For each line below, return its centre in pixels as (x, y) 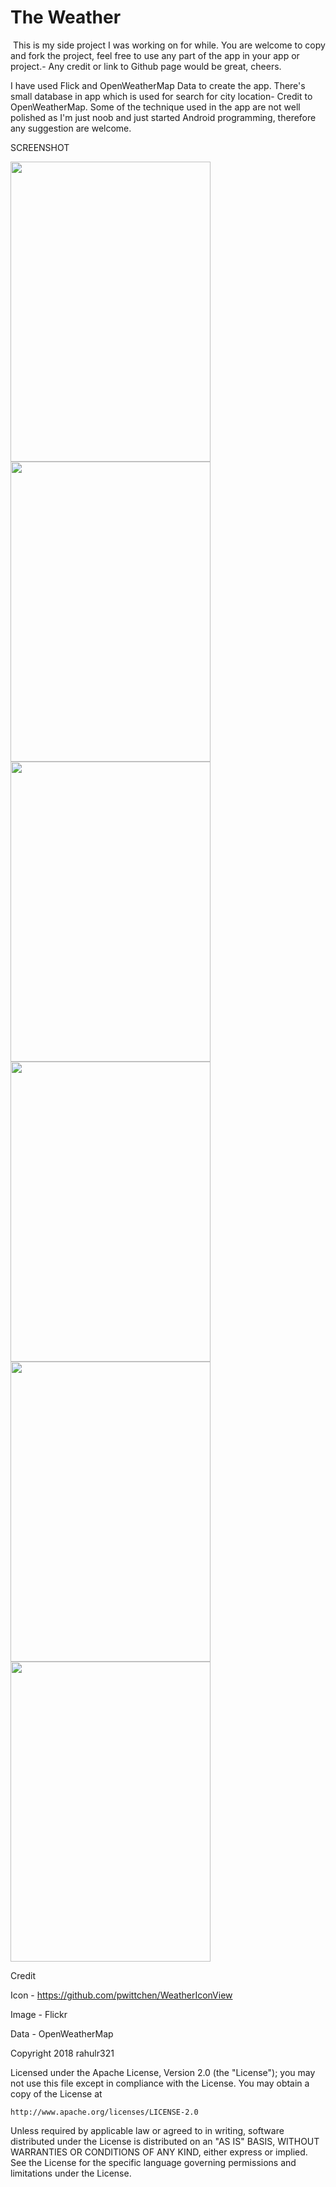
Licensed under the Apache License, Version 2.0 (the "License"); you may (163, 2072)
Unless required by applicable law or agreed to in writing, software (147, 2130)
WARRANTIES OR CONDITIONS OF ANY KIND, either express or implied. (159, 2152)
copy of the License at (56, 2093)
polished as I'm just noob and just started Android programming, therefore (163, 117)
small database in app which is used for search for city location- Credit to (161, 96)
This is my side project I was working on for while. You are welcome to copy (169, 45)
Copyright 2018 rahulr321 (62, 2053)
